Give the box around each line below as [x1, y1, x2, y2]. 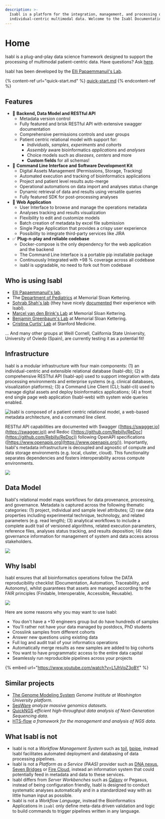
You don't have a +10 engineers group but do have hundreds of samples [12, 619, 159, 624]
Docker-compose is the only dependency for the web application [19, 241, 151, 247]
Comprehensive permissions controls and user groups [19, 131, 130, 138]
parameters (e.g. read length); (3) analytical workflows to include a [5, 517, 140, 523]
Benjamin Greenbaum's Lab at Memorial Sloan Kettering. [12, 315, 127, 321]
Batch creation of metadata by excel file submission [19, 220, 124, 226]
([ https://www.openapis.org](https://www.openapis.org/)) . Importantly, [5, 439, 148, 445]
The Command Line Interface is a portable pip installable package [19, 252, 153, 258]
